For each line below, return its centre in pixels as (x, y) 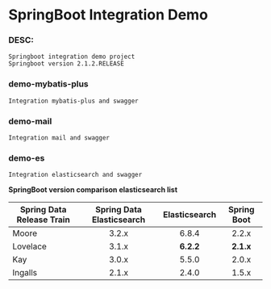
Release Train (43, 220)
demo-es (27, 158)
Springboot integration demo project (72, 57)
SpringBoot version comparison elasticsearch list (93, 190)
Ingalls (25, 273)
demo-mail (30, 121)
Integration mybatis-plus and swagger (73, 101)
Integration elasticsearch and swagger (75, 175)
